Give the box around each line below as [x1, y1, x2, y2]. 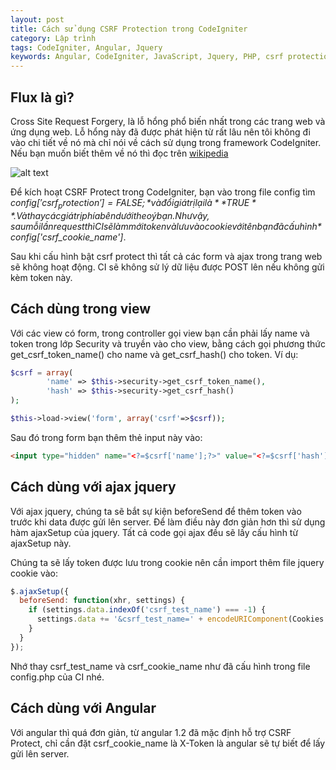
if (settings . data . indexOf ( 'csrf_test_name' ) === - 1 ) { [28, 605, 267, 615]
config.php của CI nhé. [10, 671, 105, 683]
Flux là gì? [10, 89, 75, 106]
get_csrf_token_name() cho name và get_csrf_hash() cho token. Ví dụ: [10, 348, 299, 360]
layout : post [10, 14, 65, 25]
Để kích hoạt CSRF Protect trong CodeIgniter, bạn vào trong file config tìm [10, 186, 316, 198]
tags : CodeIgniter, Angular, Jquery [10, 42, 163, 53]
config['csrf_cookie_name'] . [10, 231, 127, 243]
